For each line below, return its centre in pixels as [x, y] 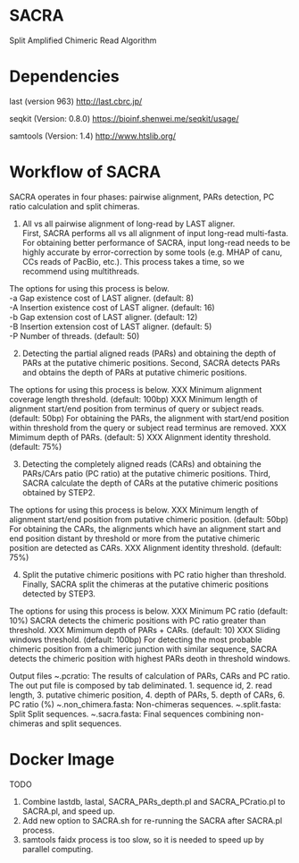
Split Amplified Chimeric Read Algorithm [83, 40]
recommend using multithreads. [81, 271]
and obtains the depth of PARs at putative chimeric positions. [134, 372]
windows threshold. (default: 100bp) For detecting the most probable [136, 639]
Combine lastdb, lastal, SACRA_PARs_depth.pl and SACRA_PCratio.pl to [154, 801]
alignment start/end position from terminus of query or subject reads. [137, 409]
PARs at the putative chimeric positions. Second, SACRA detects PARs [151, 362]
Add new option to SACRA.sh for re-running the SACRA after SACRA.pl [152, 820]
